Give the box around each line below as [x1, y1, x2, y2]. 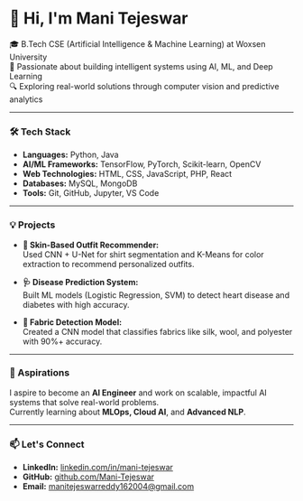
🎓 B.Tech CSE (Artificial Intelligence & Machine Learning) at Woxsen [9, 38, 266, 49]
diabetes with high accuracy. [22, 299, 130, 310]
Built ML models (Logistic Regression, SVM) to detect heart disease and [22, 289, 290, 301]
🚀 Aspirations [9, 366, 70, 379]
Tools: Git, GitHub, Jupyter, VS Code [22, 188, 160, 199]
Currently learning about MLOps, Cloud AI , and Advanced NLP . [9, 406, 246, 417]
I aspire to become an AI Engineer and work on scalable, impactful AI [9, 387, 268, 398]
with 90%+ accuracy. [22, 336, 103, 347]
